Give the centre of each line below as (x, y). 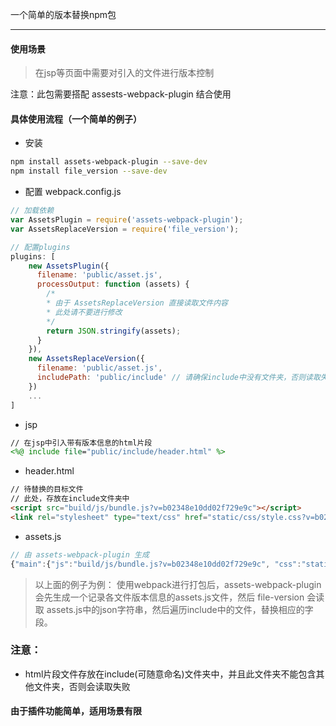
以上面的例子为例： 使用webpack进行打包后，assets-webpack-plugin (178, 584)
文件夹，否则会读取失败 (82, 686)
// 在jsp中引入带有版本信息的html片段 (81, 443)
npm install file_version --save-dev (89, 171)
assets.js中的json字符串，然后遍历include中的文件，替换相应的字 (180, 609)
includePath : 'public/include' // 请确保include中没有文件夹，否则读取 (178, 378)
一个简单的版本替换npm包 (63, 14)
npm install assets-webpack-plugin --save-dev (109, 162)
